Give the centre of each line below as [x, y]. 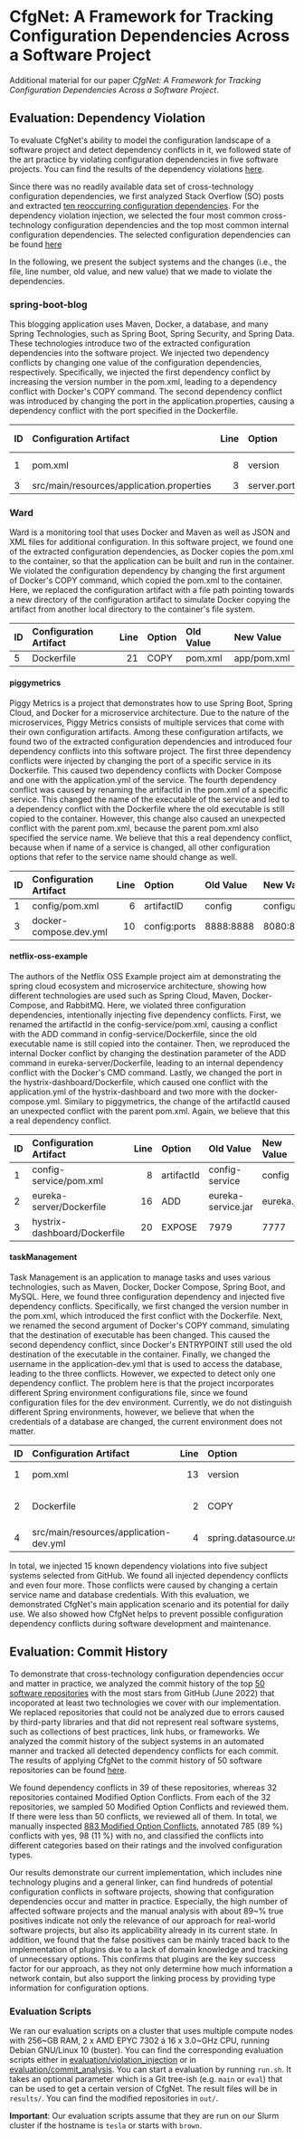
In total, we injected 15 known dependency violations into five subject [139, 1565]
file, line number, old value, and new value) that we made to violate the [141, 271]
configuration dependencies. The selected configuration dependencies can [150, 234]
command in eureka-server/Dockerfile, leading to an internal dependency [146, 1063]
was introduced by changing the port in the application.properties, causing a [152, 401]
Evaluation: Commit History [89, 1652]
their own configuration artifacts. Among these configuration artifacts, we [146, 731]
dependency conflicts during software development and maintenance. [140, 1623]
